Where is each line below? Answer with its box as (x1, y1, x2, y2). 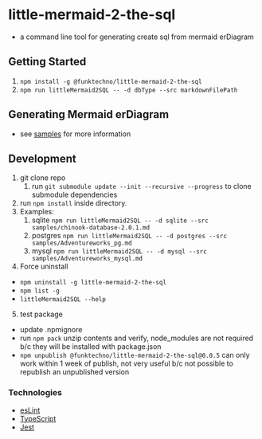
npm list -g (19, 287, 60, 296)
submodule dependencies (31, 190, 118, 200)
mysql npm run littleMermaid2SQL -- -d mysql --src (31, 246, 207, 256)
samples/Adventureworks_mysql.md (31, 255, 143, 263)
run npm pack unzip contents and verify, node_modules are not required (19, 333, 253, 343)
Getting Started (8, 55, 87, 69)
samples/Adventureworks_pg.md (31, 239, 133, 248)
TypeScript (19, 414, 57, 423)
